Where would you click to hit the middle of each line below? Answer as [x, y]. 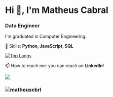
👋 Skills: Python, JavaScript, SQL [39, 46]
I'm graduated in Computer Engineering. [46, 36]
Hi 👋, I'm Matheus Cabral [57, 10]
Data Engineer [22, 26]
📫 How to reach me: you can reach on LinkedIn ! [55, 66]
